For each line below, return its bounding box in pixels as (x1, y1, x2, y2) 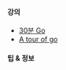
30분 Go (18, 26, 46, 35)
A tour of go (18, 35, 58, 44)
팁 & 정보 (7, 53, 35, 62)
